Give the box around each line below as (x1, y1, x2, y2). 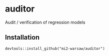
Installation (5, 33, 40, 42)
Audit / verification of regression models (5, 19, 86, 25)
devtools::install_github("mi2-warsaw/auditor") (5, 46, 105, 51)
